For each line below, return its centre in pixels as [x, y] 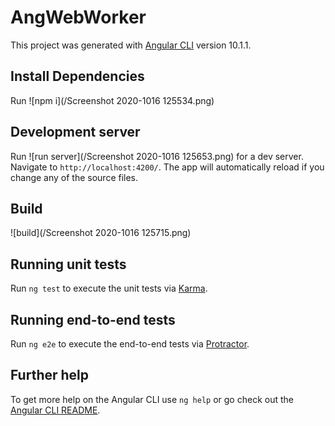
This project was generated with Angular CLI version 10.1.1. [131, 45]
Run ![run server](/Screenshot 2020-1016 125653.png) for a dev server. [157, 156]
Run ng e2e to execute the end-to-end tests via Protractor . [130, 344]
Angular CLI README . [55, 410]
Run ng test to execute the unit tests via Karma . [109, 288]
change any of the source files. [74, 177]
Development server [75, 132]
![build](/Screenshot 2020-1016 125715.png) [101, 233]
